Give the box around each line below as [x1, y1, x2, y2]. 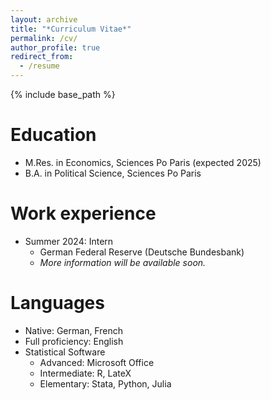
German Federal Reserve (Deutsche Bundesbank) [39, 246, 245, 258]
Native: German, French [24, 324, 123, 336]
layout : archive [10, 14, 78, 25]
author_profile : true [10, 42, 101, 53]
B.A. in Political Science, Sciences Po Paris [24, 167, 202, 179]
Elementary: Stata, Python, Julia [39, 377, 172, 390]
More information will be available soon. [39, 256, 207, 268]
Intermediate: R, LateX [39, 367, 132, 379]
